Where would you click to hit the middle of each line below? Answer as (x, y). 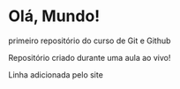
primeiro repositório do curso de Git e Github (90, 41)
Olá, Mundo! (54, 16)
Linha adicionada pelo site (56, 74)
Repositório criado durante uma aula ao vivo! (90, 57)
